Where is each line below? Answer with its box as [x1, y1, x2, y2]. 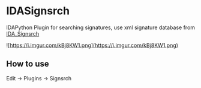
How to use [6, 59, 49, 69]
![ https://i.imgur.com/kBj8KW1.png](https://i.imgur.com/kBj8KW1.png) [6, 42, 179, 49]
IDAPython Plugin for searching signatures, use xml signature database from [6, 24, 196, 31]
